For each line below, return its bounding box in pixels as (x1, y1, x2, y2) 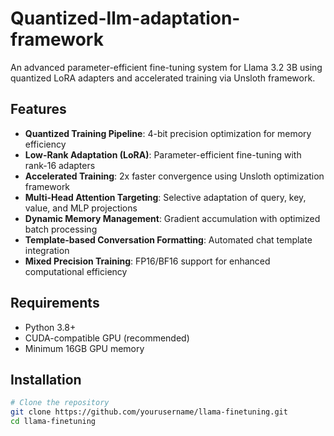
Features (10, 101, 67, 118)
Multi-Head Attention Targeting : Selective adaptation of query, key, (24, 191, 307, 203)
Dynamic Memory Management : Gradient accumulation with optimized (24, 212, 321, 224)
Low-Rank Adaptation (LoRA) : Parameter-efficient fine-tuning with (24, 148, 302, 161)
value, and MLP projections (24, 202, 138, 214)
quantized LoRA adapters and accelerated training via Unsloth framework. (10, 72, 316, 84)
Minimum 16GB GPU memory (24, 342, 145, 354)
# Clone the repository (10, 398, 110, 408)
